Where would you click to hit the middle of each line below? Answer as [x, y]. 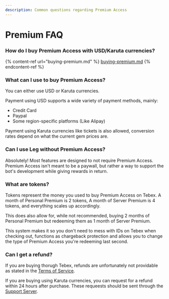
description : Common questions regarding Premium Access [66, 10]
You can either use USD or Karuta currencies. [52, 91]
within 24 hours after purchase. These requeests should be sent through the [84, 286]
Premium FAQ [34, 35]
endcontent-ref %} [25, 67]
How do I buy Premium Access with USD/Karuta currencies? [80, 50]
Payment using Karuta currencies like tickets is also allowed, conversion [80, 131]
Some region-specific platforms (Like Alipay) [59, 121]
